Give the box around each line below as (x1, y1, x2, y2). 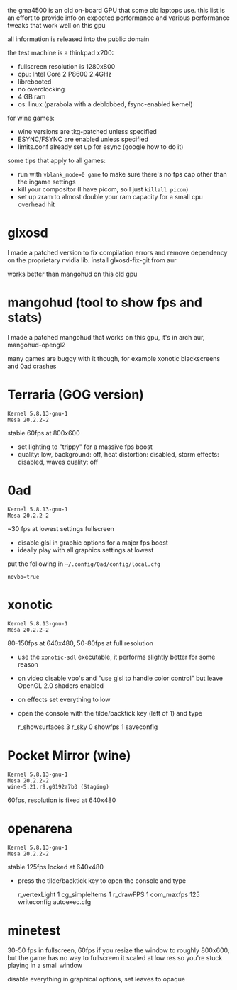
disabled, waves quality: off (17, 457, 99, 466)
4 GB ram (17, 92, 46, 101)
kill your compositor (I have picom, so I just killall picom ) (17, 185, 189, 194)
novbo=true (7, 573, 40, 580)
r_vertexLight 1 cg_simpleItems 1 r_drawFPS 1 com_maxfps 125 (17, 890, 200, 899)
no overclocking (17, 85, 65, 93)
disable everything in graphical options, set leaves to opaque (7, 974, 186, 983)
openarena (7, 821, 73, 836)
